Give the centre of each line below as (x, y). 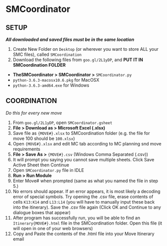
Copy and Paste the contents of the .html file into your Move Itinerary (83, 234)
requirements (26, 149)
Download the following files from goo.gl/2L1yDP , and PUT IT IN (78, 60)
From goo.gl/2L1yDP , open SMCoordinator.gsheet (62, 123)
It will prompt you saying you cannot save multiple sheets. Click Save (83, 159)
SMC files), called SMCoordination (47, 54)
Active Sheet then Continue (41, 165)
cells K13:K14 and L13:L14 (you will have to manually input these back (84, 202)
